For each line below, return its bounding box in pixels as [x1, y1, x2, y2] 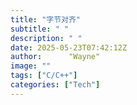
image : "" [10, 61, 52, 71]
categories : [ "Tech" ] [10, 80, 101, 90]
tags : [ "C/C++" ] [10, 71, 78, 81]
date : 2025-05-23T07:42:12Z [10, 42, 128, 53]
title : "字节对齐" [10, 14, 82, 25]
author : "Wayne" [10, 52, 101, 62]
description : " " [10, 33, 83, 43]
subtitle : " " [10, 24, 70, 34]
